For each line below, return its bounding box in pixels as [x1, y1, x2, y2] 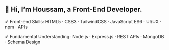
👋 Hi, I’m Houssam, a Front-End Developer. [5, 5, 142, 14]
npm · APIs [5, 24, 28, 30]
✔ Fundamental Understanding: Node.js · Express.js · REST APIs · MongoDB [5, 33, 164, 39]
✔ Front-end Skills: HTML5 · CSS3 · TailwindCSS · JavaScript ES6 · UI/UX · [5, 18, 161, 24]
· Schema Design [5, 39, 41, 45]
